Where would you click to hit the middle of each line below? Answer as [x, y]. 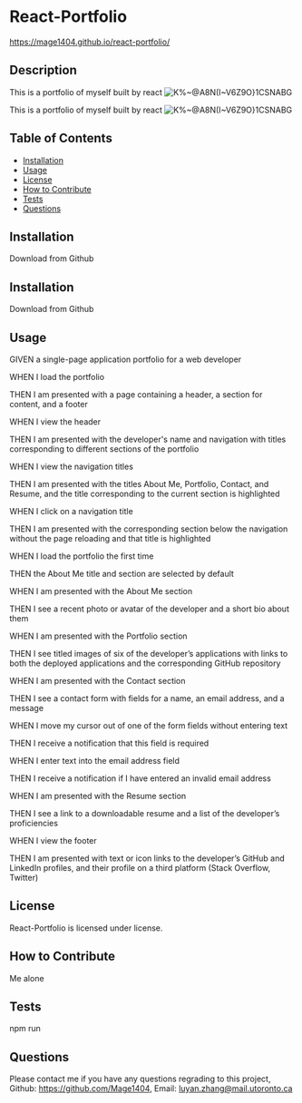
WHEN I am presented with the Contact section [97, 681]
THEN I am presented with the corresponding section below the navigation [149, 529]
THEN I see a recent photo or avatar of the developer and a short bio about [150, 609]
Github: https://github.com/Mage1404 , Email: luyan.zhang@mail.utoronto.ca [151, 1088]
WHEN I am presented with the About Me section [101, 591]
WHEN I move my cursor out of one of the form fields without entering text [149, 726]
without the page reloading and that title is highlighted [110, 538]
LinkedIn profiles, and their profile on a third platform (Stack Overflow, [140, 868]
